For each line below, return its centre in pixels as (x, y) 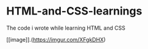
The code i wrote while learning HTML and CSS (66, 28)
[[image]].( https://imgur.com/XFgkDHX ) (56, 39)
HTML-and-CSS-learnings (74, 11)
